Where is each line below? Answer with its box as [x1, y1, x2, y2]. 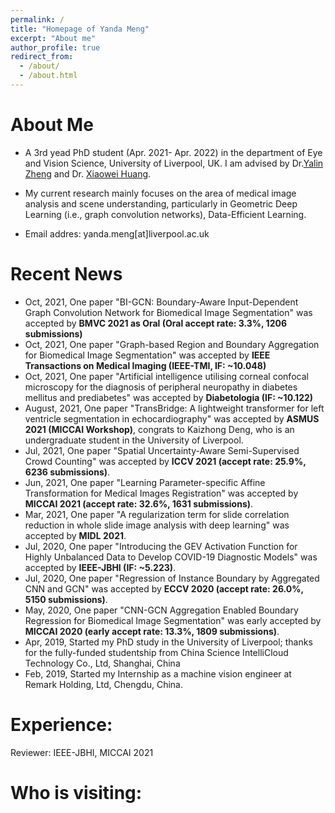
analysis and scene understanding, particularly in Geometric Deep [24, 197, 298, 210]
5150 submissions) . [24, 593, 108, 605]
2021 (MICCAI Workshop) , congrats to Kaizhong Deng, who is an [24, 423, 295, 435]
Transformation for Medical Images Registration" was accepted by [24, 487, 299, 499]
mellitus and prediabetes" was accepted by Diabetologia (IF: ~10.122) [24, 391, 314, 403]
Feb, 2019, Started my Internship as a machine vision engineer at [24, 667, 292, 680]
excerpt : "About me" [10, 33, 97, 43]
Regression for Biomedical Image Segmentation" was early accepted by [24, 614, 322, 626]
